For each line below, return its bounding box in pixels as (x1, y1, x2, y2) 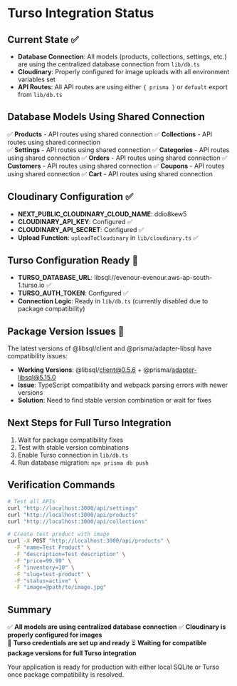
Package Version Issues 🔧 (7, 325, 125, 337)
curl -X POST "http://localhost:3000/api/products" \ (7, 538, 171, 545)
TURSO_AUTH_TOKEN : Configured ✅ (17, 289, 129, 298)
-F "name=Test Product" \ (14, 544, 91, 551)
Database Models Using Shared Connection (7, 111, 205, 123)
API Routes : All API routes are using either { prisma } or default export (17, 83, 228, 91)
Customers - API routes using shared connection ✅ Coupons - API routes (7, 161, 225, 170)
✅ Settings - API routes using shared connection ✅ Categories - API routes (7, 145, 230, 154)
